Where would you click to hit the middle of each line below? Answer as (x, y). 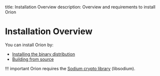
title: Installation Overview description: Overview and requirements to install (80, 7)
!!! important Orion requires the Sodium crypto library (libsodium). (70, 68)
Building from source (33, 59)
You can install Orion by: (29, 45)
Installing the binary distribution (44, 54)
